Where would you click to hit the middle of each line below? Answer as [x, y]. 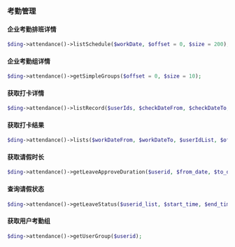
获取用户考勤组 [29, 220]
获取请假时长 [26, 157]
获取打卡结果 [26, 125]
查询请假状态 [26, 189]
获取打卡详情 [26, 93]
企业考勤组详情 [29, 61]
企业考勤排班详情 [32, 29]
